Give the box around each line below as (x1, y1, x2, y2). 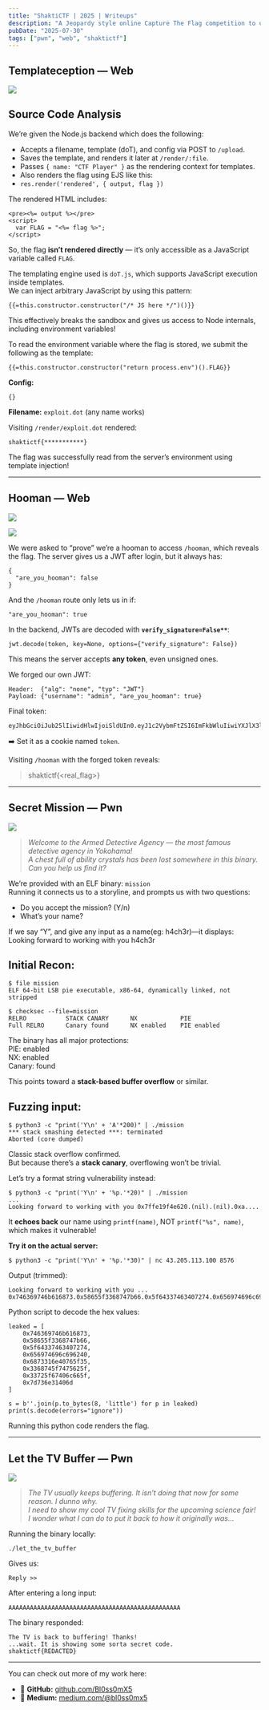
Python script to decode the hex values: (8, 1308, 140, 1317)
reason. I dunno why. (27, 1496, 98, 1506)
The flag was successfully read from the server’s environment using (8, 452, 233, 462)
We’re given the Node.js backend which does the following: (8, 129, 204, 139)
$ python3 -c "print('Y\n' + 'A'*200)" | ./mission (8, 1122, 184, 1130)
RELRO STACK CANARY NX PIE (8, 1015, 192, 1023)
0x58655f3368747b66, (22, 1336, 91, 1345)
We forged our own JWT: (8, 669, 91, 679)
